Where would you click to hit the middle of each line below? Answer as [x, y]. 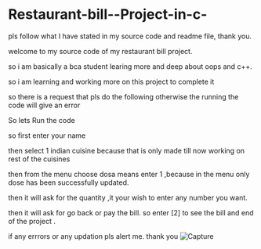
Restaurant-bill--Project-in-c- [108, 14]
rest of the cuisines [39, 159]
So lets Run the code [42, 120]
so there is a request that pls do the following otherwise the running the [123, 96]
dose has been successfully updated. [69, 182]
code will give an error [44, 105]
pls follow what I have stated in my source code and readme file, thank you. [130, 36]
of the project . [32, 221]
